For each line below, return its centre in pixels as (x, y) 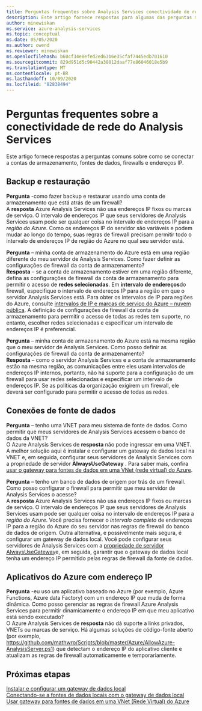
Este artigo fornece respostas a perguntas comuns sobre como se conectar (100, 156)
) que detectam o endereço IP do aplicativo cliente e (117, 649)
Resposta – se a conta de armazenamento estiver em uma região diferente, (100, 272)
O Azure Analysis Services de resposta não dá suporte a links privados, (95, 623)
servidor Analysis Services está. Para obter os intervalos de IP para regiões (100, 297)
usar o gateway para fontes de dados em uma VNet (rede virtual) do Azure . (99, 470)
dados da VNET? (27, 438)
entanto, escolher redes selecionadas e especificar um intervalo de (90, 323)
